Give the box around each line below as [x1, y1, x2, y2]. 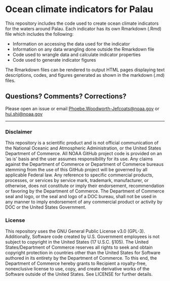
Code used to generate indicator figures [12, 57, 96, 63]
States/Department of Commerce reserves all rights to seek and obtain [5, 244, 153, 251]
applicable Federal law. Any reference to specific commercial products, [5, 172, 154, 178]
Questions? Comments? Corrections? [5, 92, 126, 101]
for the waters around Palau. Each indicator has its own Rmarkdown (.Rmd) [5, 25, 162, 31]
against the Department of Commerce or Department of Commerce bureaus [5, 161, 164, 167]
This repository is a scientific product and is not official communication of [5, 140, 159, 146]
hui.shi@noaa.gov [5, 111, 43, 117]
